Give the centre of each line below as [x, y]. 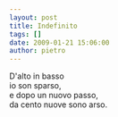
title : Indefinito [43, 26]
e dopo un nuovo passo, [54, 96]
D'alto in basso [37, 76]
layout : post [34, 17]
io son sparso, [35, 86]
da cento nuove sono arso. [59, 104]
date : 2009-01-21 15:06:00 [59, 42]
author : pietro [38, 51]
